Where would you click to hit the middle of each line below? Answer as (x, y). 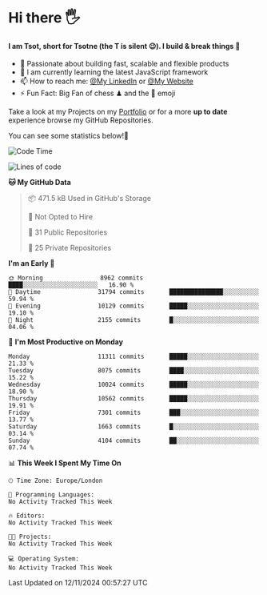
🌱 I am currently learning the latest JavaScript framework (114, 72)
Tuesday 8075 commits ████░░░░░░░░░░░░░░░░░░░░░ (134, 371)
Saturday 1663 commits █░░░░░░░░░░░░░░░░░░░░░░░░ (134, 427)
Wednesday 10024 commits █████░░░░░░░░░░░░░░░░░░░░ (134, 385)
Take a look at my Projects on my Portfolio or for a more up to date (118, 112)
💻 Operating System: (44, 559)
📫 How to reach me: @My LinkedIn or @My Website (106, 81)
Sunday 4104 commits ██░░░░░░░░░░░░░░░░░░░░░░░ (134, 441)
